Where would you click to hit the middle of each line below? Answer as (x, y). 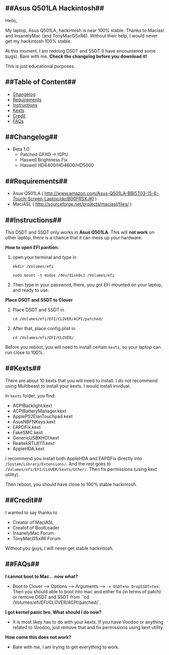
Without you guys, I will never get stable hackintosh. (60, 548)
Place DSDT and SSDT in (38, 310)
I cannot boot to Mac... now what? (42, 576)
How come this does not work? (38, 637)
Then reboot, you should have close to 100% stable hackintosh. (71, 484)
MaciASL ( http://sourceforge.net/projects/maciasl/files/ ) (72, 204)
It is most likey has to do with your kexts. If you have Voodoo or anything (88, 622)
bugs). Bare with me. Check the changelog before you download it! (76, 56)
